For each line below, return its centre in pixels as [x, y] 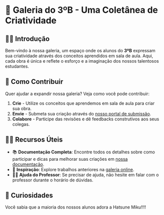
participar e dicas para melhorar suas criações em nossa [70, 159]
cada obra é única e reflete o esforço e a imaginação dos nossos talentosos [82, 61]
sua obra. [22, 108]
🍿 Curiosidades [29, 196]
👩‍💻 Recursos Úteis [34, 140]
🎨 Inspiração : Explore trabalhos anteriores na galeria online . [73, 169]
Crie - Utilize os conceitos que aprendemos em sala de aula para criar [83, 103]
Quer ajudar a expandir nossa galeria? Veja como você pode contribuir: [77, 94]
